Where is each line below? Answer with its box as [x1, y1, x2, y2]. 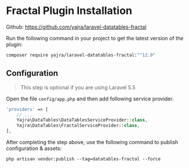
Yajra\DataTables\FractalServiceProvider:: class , [16, 123, 140, 129]
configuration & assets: [6, 145, 62, 152]
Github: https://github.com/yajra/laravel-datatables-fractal [6, 23, 147, 30]
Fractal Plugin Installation [6, 4, 133, 17]
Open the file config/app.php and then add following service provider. [6, 95, 174, 102]
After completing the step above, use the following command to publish [6, 139, 178, 145]
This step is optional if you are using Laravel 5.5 [20, 83, 136, 91]
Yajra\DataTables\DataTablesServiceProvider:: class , [16, 117, 148, 123]
